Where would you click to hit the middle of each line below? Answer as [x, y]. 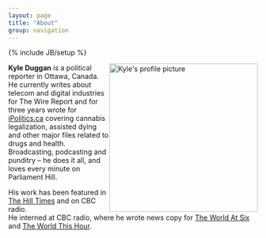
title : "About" [33, 23]
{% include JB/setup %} [47, 53]
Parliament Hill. [33, 177]
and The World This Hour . [50, 226]
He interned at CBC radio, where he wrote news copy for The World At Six [129, 217]
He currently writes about [50, 85]
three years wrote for [43, 110]
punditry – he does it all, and [54, 161]
